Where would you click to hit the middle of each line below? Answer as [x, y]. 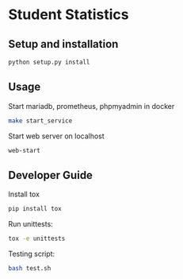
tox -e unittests [37, 239]
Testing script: [32, 254]
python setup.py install [49, 62]
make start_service [40, 121]
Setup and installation [63, 44]
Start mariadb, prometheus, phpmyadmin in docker [91, 106]
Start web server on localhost [56, 136]
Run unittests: [30, 224]
